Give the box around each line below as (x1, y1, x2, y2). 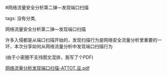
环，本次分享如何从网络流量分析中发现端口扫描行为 (5, 43, 113, 49)
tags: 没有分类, (5, 15, 37, 21)
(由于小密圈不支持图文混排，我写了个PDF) (5, 54, 93, 60)
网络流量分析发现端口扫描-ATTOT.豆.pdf (5, 65, 90, 71)
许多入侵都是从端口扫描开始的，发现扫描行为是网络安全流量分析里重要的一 (5, 37, 162, 43)
